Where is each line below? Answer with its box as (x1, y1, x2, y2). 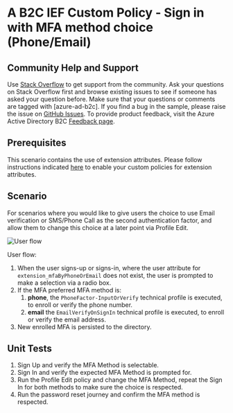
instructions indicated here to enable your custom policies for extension (7, 163, 212, 171)
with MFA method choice (7, 19, 154, 35)
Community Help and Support (7, 62, 139, 73)
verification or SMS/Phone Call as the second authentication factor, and (7, 216, 212, 225)
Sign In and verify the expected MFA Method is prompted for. (17, 369, 192, 377)
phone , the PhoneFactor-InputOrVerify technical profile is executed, (27, 293, 223, 301)
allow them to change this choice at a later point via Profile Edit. (7, 223, 189, 231)
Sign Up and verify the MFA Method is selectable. (17, 361, 159, 369)
